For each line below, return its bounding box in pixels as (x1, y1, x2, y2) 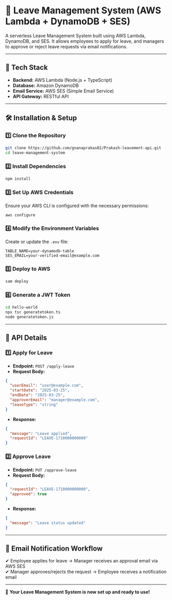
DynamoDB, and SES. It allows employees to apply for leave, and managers (5, 38, 164, 44)
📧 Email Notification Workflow (5, 544, 103, 553)
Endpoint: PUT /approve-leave (12, 466, 77, 472)
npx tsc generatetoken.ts (5, 310, 60, 315)
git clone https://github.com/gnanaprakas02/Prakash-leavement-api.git (5, 146, 161, 151)
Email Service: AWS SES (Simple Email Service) (12, 87, 114, 94)
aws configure (5, 212, 36, 217)
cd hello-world (5, 305, 38, 310)
